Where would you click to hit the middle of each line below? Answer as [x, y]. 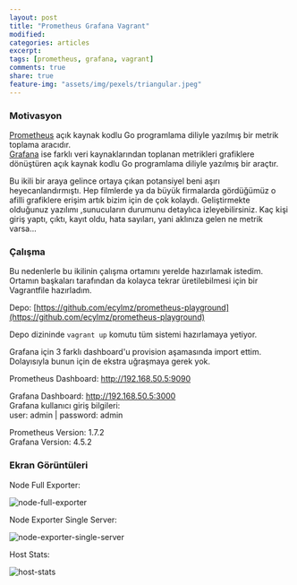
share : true [31, 76]
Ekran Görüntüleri [49, 465]
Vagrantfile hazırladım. [51, 290]
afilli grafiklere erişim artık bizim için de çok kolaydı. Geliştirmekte [130, 200]
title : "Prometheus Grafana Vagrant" [80, 26]
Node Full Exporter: [45, 485]
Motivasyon [36, 116]
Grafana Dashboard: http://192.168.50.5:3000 [93, 396]
